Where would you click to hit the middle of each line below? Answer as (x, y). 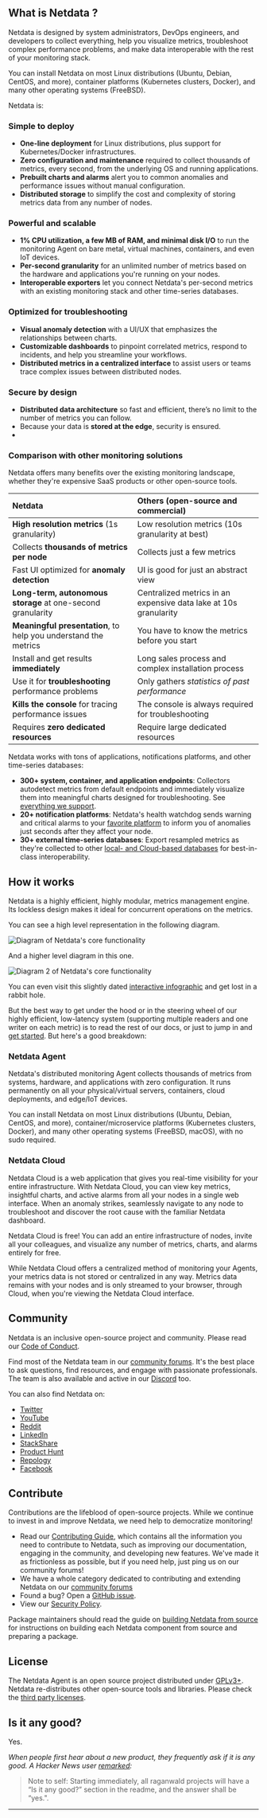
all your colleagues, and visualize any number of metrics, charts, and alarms (133, 1244)
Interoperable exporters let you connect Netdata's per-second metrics (136, 283)
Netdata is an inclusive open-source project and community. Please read (128, 1337)
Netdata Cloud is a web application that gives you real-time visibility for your (133, 1178)
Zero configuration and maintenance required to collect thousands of (135, 160)
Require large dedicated (182, 728)
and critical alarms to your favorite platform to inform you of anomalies (135, 823)
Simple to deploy (41, 126)
